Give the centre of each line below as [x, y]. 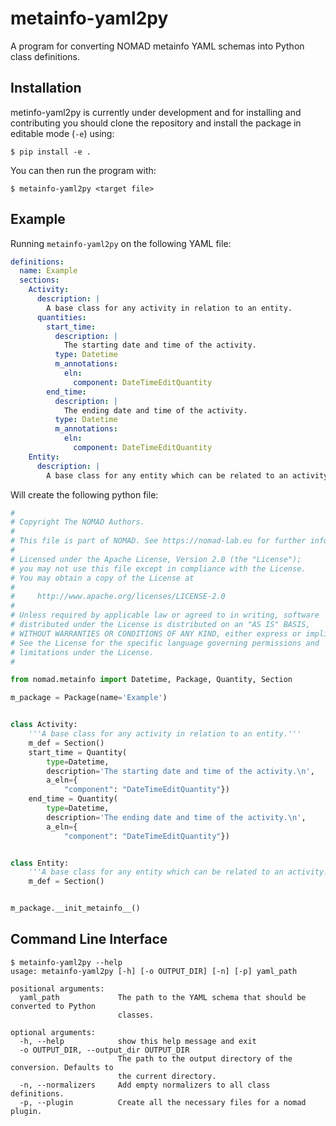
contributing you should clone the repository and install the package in [156, 123]
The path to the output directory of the [205, 1058]
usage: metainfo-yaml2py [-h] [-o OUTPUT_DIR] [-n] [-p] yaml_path [154, 971]
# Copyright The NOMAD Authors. [77, 522]
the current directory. [167, 1076]
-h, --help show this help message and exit [138, 1041]
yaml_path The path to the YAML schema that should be [163, 997]
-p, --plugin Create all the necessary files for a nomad [163, 1102]
